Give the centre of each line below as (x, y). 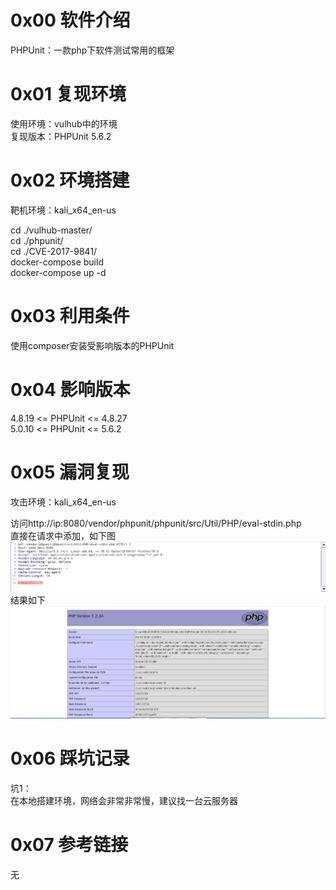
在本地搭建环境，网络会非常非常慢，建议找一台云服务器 (124, 801)
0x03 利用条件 (70, 316)
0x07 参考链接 (69, 845)
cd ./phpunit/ (37, 240)
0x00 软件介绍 (70, 20)
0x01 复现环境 (68, 94)
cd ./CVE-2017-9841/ (54, 251)
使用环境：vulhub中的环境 (64, 123)
